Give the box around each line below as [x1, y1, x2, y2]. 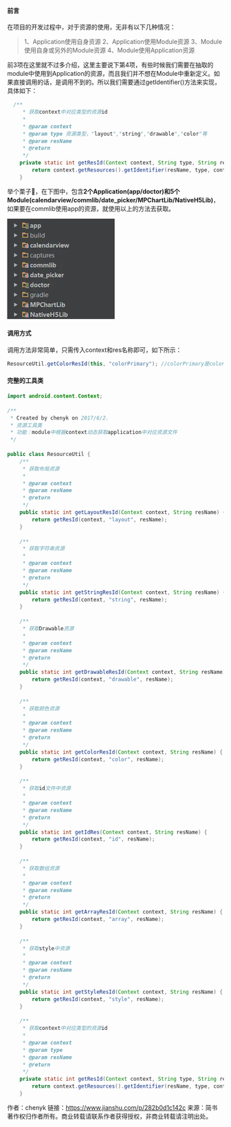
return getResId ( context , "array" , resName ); [32, 916, 165, 923]
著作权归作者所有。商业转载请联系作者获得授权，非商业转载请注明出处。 [7, 1112, 212, 1120]
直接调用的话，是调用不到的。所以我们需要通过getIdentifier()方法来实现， [12, 78, 221, 86]
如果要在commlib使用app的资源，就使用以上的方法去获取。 [7, 204, 175, 213]
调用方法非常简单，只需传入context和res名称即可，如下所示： [7, 346, 182, 354]
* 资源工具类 [10, 422, 43, 428]
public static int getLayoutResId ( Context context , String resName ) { [19, 509, 226, 516]
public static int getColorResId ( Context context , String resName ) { [19, 748, 223, 756]
